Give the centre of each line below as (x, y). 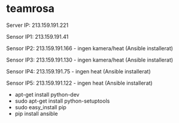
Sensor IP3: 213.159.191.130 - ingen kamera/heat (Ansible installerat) (90, 60)
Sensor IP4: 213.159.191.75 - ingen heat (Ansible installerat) (78, 71)
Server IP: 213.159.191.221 (37, 25)
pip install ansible (36, 113)
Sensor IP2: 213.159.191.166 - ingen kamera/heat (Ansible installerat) (90, 48)
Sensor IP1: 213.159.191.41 (37, 36)
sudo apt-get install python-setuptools (62, 101)
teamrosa (31, 9)
